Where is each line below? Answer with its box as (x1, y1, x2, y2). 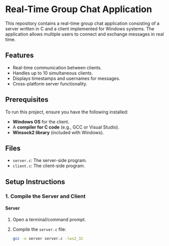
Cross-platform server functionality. (12, 80, 88, 87)
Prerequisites (5, 95, 49, 104)
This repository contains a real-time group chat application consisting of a (5, 20, 160, 26)
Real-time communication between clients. (12, 64, 102, 70)
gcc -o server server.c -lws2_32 (12, 236, 83, 241)
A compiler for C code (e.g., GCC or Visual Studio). (12, 124, 120, 130)
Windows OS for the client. (12, 118, 70, 125)
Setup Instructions (5, 177, 65, 186)
